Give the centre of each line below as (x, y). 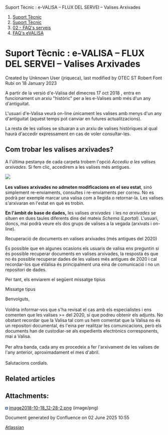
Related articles (30, 379)
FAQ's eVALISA (28, 33)
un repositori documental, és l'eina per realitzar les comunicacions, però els (83, 325)
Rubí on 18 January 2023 (31, 83)
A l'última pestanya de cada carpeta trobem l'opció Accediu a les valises (80, 161)
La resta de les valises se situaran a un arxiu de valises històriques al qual (81, 128)
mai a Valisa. (18, 336)
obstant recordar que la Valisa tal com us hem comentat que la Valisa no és (83, 320)
